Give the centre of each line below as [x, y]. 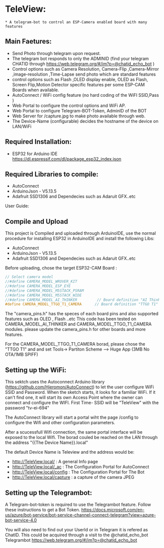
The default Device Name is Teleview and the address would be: [70, 452]
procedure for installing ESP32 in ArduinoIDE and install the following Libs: [80, 239]
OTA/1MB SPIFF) [21, 355]
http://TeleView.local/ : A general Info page [55, 462]
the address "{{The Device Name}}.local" [47, 442]
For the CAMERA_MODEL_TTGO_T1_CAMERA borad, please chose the [75, 344]
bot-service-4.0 [21, 520]
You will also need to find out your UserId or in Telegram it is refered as [76, 529]
